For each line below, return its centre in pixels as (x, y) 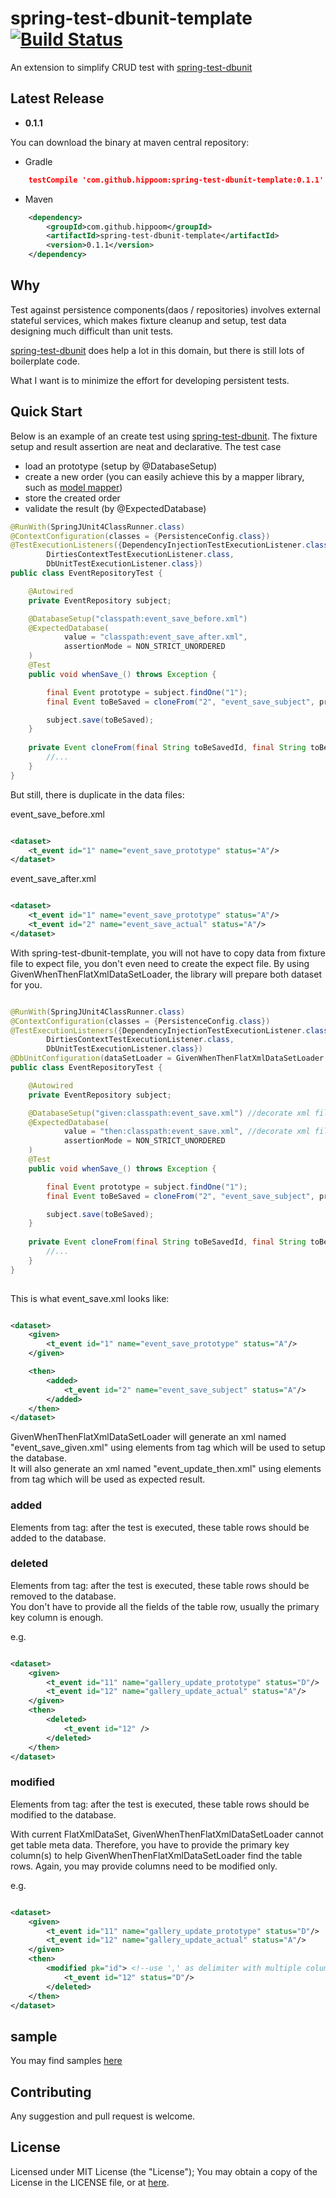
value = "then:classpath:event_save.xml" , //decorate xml (187, 1132)
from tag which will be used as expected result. (108, 1479)
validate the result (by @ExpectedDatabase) (115, 508)
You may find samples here (66, 2061)
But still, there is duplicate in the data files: (97, 794)
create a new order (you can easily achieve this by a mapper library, (164, 476)
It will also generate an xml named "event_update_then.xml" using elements (166, 1469)
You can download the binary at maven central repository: (130, 142)
